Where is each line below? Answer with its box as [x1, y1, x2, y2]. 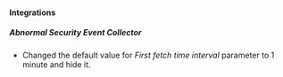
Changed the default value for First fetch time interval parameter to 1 [21, 50, 275, 60]
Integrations [9, 7, 56, 18]
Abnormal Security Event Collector [9, 27, 142, 38]
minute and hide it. [21, 58, 91, 70]
